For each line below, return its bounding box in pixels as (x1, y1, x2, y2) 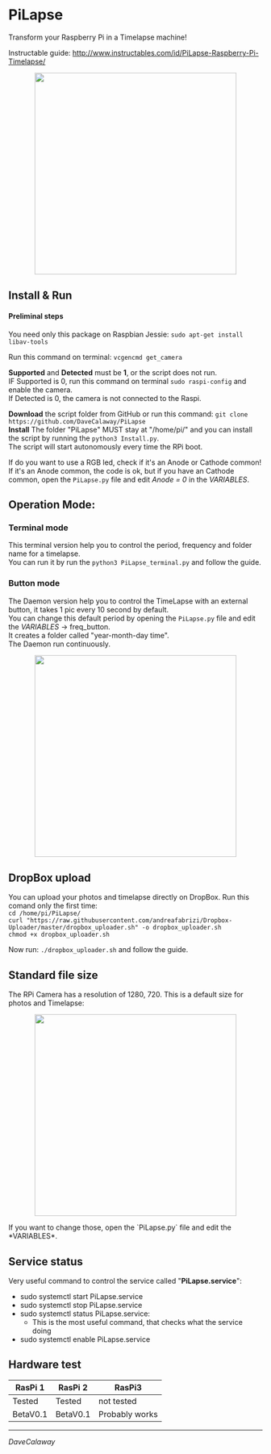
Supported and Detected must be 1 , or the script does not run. (8, 367, 218, 377)
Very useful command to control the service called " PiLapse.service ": (8, 1276, 242, 1285)
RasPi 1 (15, 1381, 45, 1393)
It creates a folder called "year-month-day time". (8, 630, 169, 640)
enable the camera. (8, 385, 73, 395)
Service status (8, 1255, 83, 1268)
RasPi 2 (58, 1381, 89, 1393)
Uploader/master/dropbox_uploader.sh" (8, 924, 139, 932)
